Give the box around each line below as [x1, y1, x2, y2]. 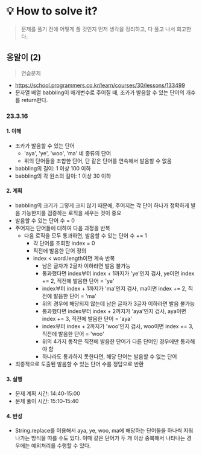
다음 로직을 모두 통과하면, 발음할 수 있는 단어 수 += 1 [24, 232, 147, 239]
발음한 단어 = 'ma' [53, 292, 96, 300]
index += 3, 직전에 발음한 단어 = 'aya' [42, 315, 133, 323]
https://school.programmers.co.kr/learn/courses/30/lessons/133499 [14, 82, 185, 89]
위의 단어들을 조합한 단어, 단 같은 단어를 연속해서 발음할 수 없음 [24, 157, 172, 164]
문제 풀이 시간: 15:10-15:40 [14, 398, 79, 405]
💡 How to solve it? [6, 4, 98, 18]
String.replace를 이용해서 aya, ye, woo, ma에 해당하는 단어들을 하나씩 [14, 427, 182, 434]
